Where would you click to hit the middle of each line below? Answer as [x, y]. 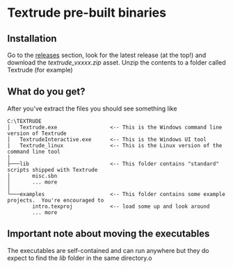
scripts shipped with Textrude [53, 170]
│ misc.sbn [32, 176]
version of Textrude [37, 133]
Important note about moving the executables [109, 234]
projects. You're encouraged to [56, 200]
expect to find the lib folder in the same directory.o [80, 258]
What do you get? [46, 92]
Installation [32, 39]
